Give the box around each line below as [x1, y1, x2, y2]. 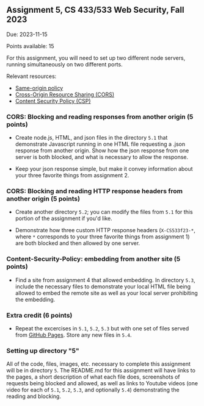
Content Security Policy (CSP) [15, 97, 91, 104]
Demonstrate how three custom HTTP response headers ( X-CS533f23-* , [15, 227, 195, 234]
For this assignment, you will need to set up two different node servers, [6, 54, 186, 62]
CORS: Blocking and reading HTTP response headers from [6, 187, 183, 196]
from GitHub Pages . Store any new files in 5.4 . [15, 332, 133, 338]
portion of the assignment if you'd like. [15, 215, 113, 222]
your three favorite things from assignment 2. [15, 172, 129, 179]
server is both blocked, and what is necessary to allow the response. [15, 154, 189, 161]
